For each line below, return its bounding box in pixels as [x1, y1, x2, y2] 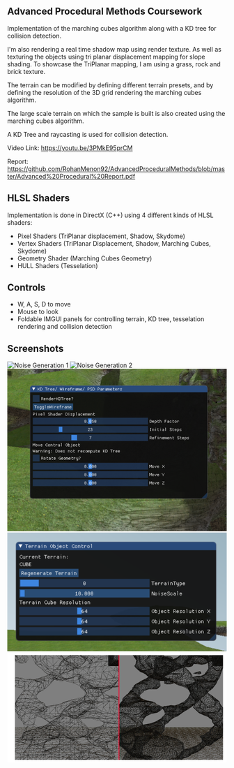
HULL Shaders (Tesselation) [17, 261, 98, 269]
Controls [7, 282, 46, 294]
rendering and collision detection [17, 323, 113, 331]
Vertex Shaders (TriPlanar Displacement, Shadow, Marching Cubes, [17, 239, 211, 247]
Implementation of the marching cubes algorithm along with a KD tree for [7, 24, 217, 32]
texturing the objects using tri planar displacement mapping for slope [7, 52, 205, 61]
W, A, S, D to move [17, 300, 71, 309]
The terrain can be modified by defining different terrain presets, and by [7, 80, 214, 89]
